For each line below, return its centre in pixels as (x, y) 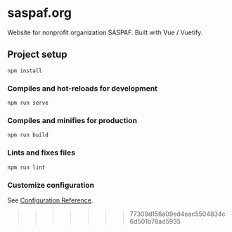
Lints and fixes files (41, 153)
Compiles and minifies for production (72, 120)
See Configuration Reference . (50, 200)
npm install (25, 71)
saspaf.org (40, 13)
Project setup (38, 54)
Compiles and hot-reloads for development (83, 88)
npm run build (28, 135)
